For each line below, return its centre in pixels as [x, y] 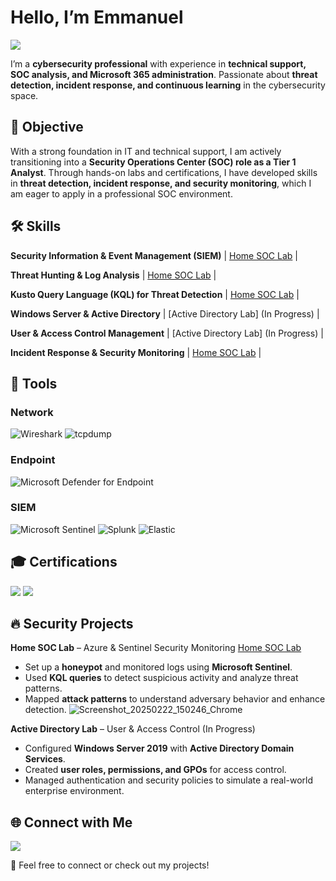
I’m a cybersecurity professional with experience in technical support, [158, 63]
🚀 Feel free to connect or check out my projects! [110, 865]
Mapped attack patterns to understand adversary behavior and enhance [175, 699]
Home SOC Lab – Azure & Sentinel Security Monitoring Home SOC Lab [156, 648]
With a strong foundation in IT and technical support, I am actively [146, 151]
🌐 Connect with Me [71, 822]
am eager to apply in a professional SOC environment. [121, 193]
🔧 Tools [34, 383]
